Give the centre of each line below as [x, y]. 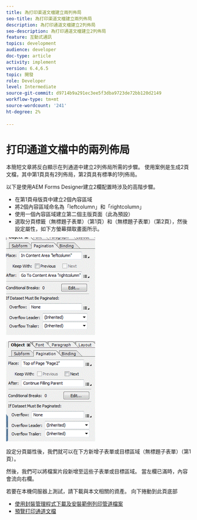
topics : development [31, 44]
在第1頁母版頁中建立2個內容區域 [54, 200]
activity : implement [31, 62]
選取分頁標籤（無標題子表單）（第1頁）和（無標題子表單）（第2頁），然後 [101, 221]
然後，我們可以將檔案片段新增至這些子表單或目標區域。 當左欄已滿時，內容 [97, 472]
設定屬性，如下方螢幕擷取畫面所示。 [59, 229]
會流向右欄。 [21, 479]
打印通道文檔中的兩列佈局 [68, 150]
